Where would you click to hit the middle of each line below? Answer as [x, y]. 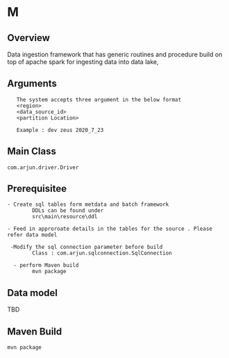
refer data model [32, 235]
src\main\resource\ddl [65, 217]
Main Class [32, 151]
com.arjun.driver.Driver [43, 168]
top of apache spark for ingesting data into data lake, [83, 62]
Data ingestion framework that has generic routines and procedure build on [115, 54]
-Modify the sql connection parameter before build [86, 247]
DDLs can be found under [68, 211]
